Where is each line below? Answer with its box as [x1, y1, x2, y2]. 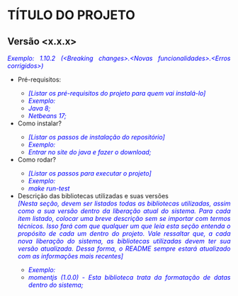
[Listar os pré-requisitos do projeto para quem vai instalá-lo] [28, 89, 206, 97]
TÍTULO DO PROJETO [7, 7, 136, 23]
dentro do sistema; [28, 280, 84, 289]
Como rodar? [17, 156, 57, 164]
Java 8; [28, 104, 51, 113]
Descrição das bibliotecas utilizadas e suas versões [17, 192, 169, 200]
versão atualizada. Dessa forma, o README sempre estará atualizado [17, 244, 231, 253]
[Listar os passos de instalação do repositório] [28, 133, 165, 141]
